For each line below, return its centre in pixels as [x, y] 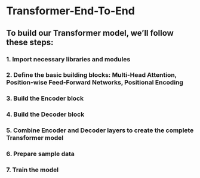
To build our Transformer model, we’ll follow [90, 33]
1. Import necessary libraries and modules [68, 59]
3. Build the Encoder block [45, 98]
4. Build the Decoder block [45, 114]
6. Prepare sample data [40, 154]
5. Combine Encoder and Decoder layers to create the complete [100, 130]
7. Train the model [33, 170]
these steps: [30, 42]
